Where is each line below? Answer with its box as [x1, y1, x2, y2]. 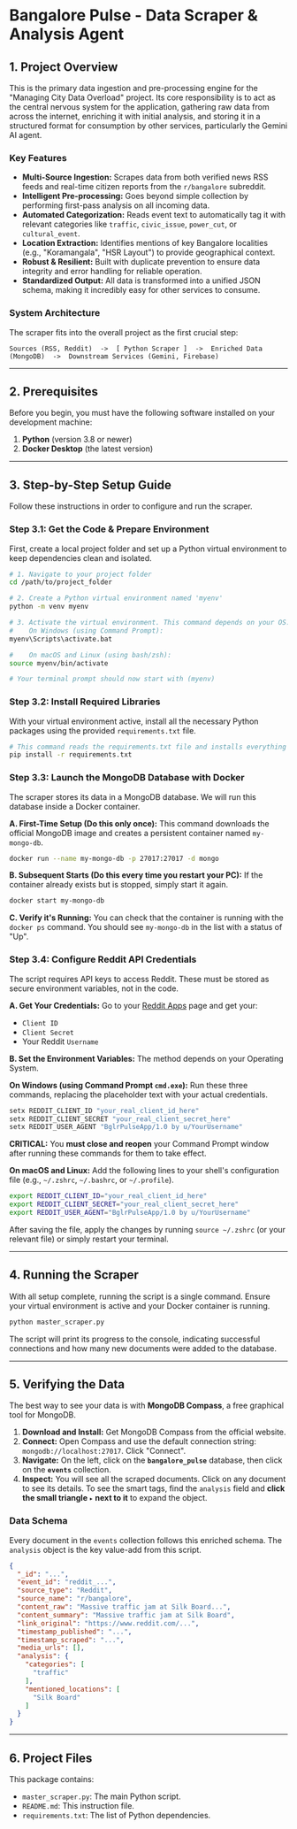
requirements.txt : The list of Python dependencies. [21, 1810, 211, 1821]
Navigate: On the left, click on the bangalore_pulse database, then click [21, 1455, 283, 1465]
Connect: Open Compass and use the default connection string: [21, 1436, 256, 1447]
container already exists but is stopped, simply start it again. [9, 880, 229, 890]
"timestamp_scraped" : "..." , [17, 1635, 125, 1644]
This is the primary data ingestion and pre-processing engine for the [9, 83, 258, 93]
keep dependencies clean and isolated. [9, 552, 152, 563]
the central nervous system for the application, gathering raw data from [9, 102, 270, 111]
